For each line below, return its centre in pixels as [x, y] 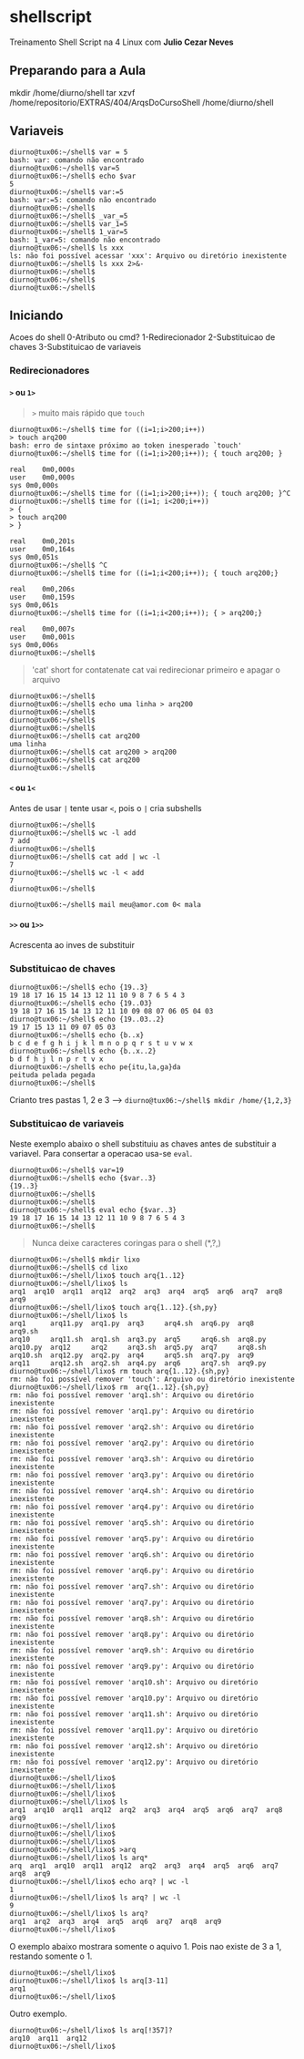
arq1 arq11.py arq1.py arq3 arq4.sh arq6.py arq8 [132, 1323]
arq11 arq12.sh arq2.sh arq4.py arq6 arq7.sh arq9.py [138, 1363]
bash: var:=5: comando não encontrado [83, 200]
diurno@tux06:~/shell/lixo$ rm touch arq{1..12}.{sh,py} [120, 1371]
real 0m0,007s [42, 629]
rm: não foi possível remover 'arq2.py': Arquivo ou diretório [132, 1443]
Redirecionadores [50, 371]
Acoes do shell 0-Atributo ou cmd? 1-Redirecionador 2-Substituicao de [142, 337]
